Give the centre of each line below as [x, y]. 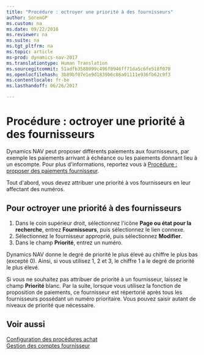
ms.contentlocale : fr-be [38, 80]
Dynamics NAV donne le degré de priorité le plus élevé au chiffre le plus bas [102, 254]
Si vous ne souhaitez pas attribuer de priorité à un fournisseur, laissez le [97, 279]
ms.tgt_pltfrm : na [30, 46]
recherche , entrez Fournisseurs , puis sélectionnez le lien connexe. [100, 229]
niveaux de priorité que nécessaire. [51, 305]
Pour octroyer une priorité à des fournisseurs [94, 208]
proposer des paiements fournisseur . [53, 170]
